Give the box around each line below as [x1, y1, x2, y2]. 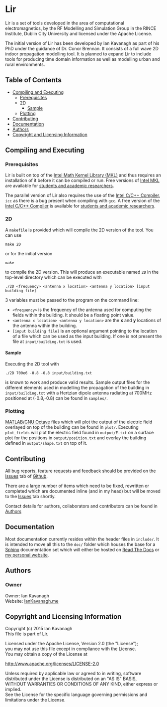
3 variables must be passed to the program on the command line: [5, 297, 139, 303]
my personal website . [5, 552, 49, 558]
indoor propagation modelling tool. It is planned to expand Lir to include [5, 51, 152, 57]
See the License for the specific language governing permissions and [5, 692, 148, 698]
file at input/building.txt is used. [12, 338, 83, 345]
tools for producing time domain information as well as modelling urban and [5, 56, 160, 62]
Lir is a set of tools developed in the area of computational [5, 20, 124, 26]
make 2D [5, 242, 21, 247]
